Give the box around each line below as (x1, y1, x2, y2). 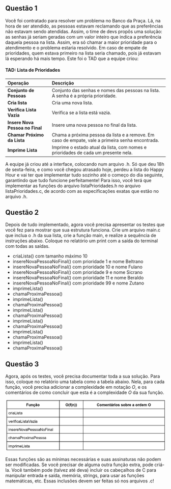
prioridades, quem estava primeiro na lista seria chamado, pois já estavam (5, 50, 161, 56)
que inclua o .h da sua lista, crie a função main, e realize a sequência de (5, 233, 156, 239)
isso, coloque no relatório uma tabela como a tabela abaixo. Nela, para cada (5, 379, 165, 385)
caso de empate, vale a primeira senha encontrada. (51, 137, 159, 143)
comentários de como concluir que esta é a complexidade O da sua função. (5, 389, 164, 396)
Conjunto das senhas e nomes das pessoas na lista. (51, 87, 160, 93)
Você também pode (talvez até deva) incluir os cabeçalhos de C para (11, 467, 157, 473)
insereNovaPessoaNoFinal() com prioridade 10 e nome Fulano (12, 264, 142, 270)
